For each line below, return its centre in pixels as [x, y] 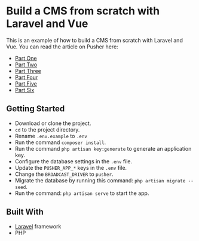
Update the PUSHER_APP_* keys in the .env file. [71, 167]
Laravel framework [38, 226]
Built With [25, 212]
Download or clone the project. [53, 123]
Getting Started [36, 109]
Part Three [28, 71]
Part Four [26, 77]
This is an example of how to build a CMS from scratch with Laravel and [95, 40]
